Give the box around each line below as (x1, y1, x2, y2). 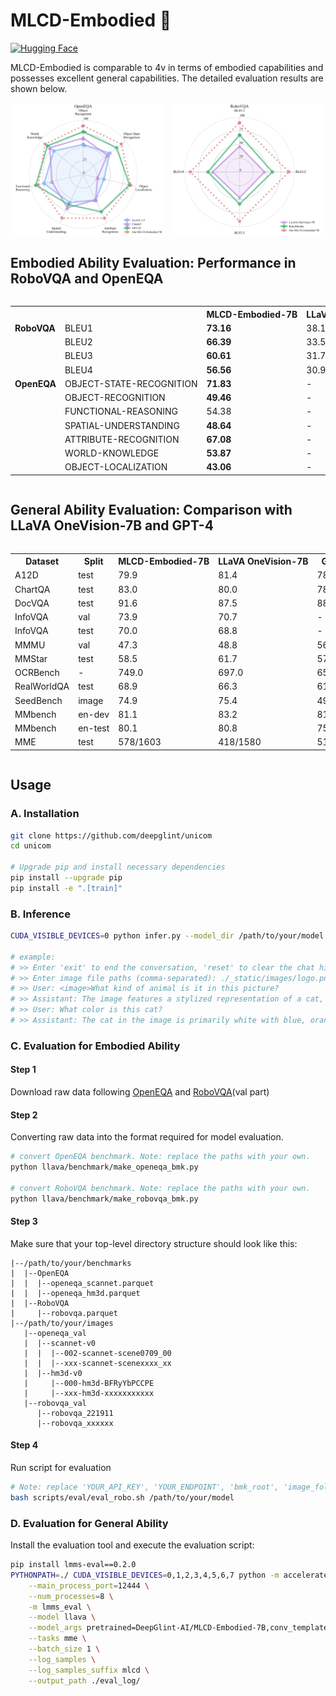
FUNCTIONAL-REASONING (64, 405, 178, 418)
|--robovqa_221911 (36, 1408, 114, 1418)
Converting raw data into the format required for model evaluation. (10, 1131, 284, 1143)
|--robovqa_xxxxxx (36, 1418, 114, 1428)
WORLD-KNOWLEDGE (64, 447, 160, 459)
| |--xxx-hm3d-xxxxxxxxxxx (23, 1388, 155, 1398)
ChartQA (14, 583, 51, 595)
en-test (78, 722, 110, 734)
